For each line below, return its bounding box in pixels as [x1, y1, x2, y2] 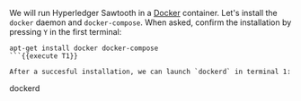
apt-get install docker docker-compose [9, 44, 159, 53]
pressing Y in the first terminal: [9, 27, 122, 37]
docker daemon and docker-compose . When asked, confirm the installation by [9, 17, 292, 28]
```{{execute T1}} [9, 52, 78, 61]
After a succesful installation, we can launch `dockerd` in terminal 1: [9, 67, 292, 76]
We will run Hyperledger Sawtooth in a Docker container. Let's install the [9, 8, 278, 18]
